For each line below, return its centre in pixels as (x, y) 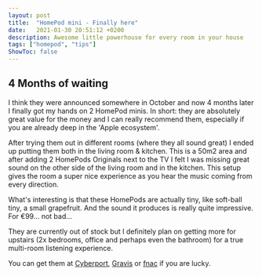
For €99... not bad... (40, 216)
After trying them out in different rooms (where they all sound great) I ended (131, 143)
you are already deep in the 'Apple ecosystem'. (84, 127)
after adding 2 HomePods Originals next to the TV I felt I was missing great (129, 159)
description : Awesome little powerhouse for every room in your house (126, 37)
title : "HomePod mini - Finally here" (73, 23)
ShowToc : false (33, 52)
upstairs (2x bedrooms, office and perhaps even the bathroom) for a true (126, 239)
